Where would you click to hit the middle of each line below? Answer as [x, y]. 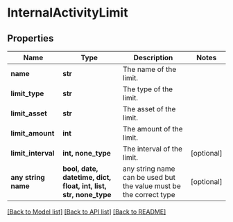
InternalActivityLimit [68, 13]
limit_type [27, 93]
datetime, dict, [87, 177]
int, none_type [86, 153]
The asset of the [149, 109]
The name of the [149, 69]
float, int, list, [84, 186]
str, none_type [87, 195]
